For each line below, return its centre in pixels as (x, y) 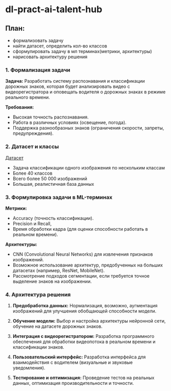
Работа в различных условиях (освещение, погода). (69, 123)
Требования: (20, 107)
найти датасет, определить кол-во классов (60, 46)
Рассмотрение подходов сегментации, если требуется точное (81, 276)
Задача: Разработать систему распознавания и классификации (75, 81)
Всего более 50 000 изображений (50, 178)
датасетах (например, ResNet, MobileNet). (59, 270)
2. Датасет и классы (32, 146)
